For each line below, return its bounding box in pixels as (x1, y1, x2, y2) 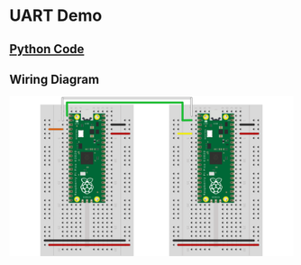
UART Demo (9, 5, 103, 26)
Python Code (9, 41, 85, 57)
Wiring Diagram (9, 71, 100, 87)
